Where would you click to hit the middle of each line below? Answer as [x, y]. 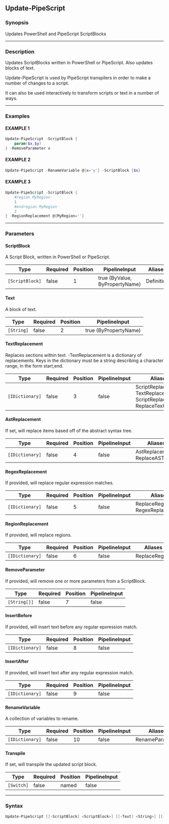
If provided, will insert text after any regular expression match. [70, 673]
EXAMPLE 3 [18, 182]
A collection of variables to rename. [42, 719]
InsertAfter [17, 661]
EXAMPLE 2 [18, 160]
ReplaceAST [150, 458]
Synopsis [17, 23]
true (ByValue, [115, 278]
